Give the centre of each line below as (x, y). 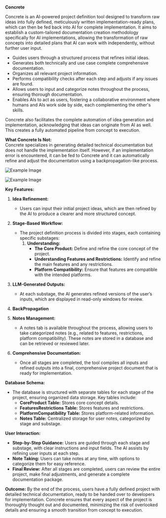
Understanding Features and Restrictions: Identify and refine (98, 259)
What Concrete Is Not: (28, 140)
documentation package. (38, 480)
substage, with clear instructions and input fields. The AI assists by (81, 448)
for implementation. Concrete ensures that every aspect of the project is (79, 499)
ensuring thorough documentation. (48, 94)
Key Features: (20, 189)
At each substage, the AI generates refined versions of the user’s (86, 294)
